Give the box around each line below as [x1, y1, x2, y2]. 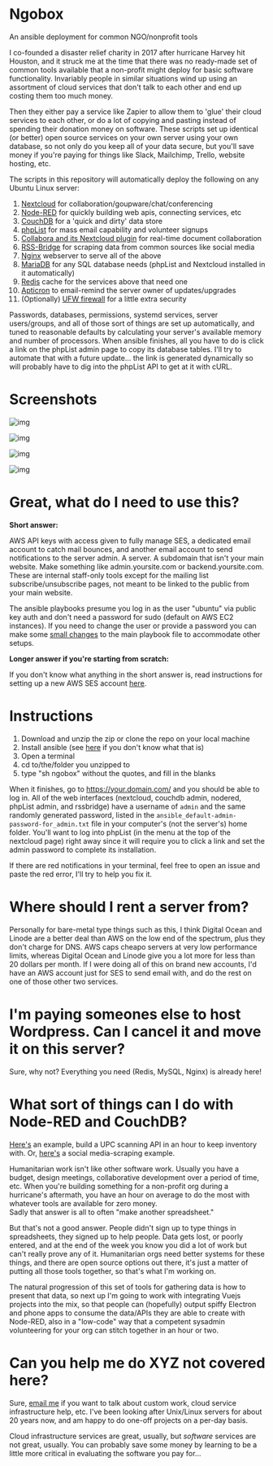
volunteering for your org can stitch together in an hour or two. [9, 1325, 219, 1335]
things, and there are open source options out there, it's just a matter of [9, 1258, 249, 1267]
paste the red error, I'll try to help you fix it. [9, 869, 153, 879]
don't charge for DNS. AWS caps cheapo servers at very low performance [9, 941, 258, 951]
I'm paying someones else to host [9, 1005, 241, 1023]
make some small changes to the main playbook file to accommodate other [9, 629, 261, 639]
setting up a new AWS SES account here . [9, 678, 147, 688]
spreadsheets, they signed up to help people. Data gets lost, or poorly [9, 1231, 243, 1241]
